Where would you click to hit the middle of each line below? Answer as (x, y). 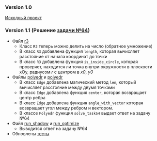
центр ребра (32, 97)
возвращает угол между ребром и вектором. (66, 108)
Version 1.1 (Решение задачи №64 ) (47, 31)
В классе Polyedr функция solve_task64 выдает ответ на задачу (85, 113)
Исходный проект (24, 18)
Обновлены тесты (31, 133)
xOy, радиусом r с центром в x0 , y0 (56, 72)
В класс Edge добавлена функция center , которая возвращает (83, 92)
